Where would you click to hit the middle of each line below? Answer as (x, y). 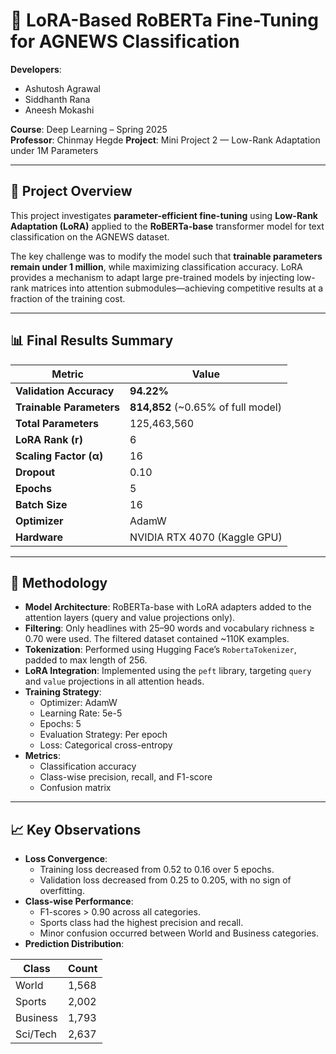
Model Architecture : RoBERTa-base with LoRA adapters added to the (168, 607)
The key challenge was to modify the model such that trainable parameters (166, 256)
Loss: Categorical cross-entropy (106, 745)
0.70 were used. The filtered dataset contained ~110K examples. (157, 639)
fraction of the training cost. (68, 298)
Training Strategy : (63, 692)
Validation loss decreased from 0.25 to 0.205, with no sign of (165, 880)
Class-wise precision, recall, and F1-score (126, 777)
